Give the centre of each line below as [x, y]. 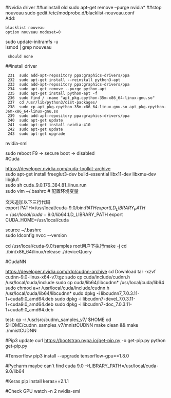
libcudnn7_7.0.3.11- [120, 293]
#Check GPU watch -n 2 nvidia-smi [43, 391]
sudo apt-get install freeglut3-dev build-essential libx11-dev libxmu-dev [81, 174]
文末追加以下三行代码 [28, 202]
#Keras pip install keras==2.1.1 [37, 381]
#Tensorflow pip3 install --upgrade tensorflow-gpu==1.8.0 [67, 355]
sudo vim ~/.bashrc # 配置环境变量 [42, 191]
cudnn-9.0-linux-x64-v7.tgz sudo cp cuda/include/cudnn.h [68, 277]
